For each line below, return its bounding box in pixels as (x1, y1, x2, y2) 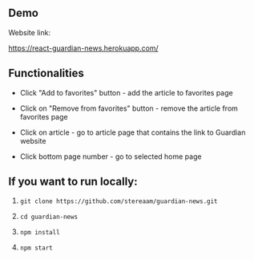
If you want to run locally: (8, 175, 138, 189)
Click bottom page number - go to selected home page (19, 152, 202, 161)
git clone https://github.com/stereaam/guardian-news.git (19, 197, 218, 205)
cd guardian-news (19, 213, 79, 221)
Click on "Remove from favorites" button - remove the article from (19, 104, 239, 113)
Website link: (8, 27, 50, 37)
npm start (19, 244, 54, 252)
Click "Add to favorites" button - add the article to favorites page (19, 87, 234, 97)
